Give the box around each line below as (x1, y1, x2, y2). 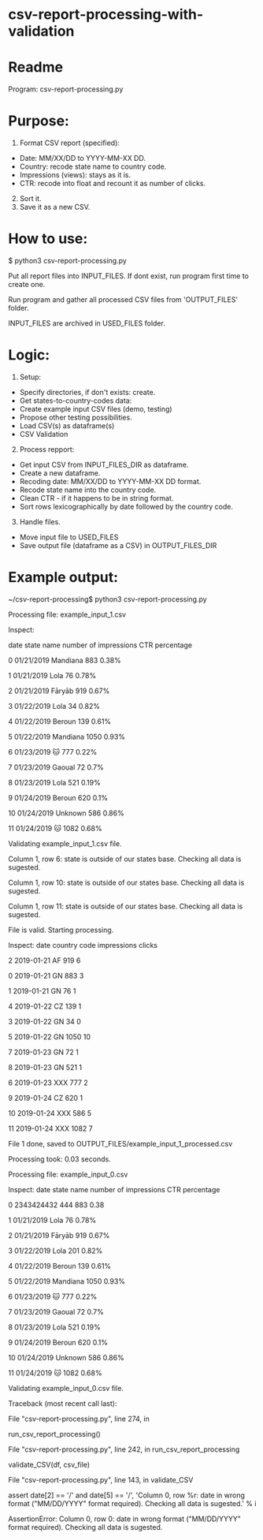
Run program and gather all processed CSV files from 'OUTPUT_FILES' (8, 295, 239, 304)
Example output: (8, 569, 119, 587)
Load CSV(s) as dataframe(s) (19, 420, 115, 431)
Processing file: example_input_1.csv (8, 610, 127, 619)
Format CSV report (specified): (19, 138, 120, 147)
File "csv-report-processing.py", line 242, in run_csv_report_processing (8, 1445, 240, 1454)
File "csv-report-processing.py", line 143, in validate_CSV (8, 1475, 194, 1484)
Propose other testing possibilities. (19, 412, 132, 422)
